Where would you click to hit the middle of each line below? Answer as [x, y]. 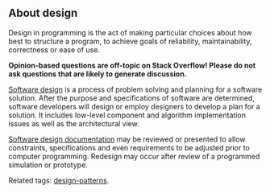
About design [43, 13]
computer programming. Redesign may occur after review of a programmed [134, 156]
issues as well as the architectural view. [74, 123]
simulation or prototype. [48, 165]
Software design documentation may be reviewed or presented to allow [127, 139]
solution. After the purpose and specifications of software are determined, [132, 98]
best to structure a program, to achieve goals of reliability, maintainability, [130, 41]
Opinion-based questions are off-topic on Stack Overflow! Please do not [132, 65]
